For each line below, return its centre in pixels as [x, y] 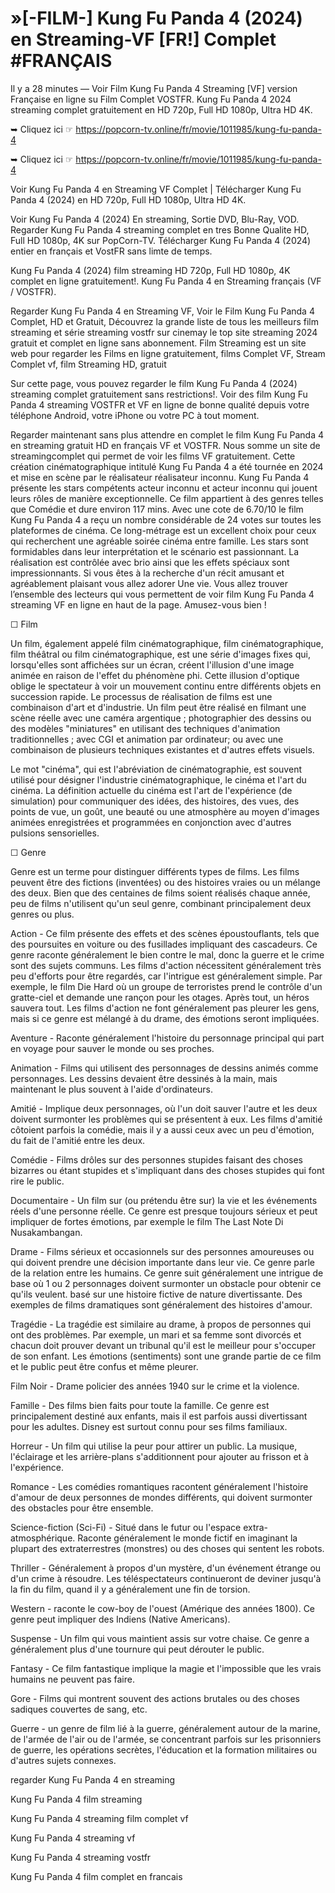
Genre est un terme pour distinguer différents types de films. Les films [155, 871]
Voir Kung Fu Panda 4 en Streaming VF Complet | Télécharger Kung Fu [156, 189]
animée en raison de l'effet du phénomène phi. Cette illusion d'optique [155, 675]
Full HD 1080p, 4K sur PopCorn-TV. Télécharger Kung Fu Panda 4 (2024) [161, 240]
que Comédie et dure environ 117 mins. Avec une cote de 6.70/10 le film [157, 509]
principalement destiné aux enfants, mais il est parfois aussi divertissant [159, 1416]
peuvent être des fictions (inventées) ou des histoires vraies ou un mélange [165, 882]
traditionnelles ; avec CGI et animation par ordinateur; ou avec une [147, 739]
